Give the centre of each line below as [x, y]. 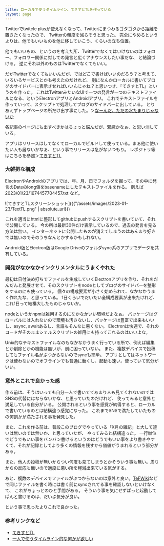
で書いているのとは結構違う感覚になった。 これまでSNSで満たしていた [76, 411]
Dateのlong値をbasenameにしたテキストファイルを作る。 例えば [79, 187]
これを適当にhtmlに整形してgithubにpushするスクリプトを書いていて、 [76, 219]
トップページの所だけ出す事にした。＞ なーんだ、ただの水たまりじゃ [86, 110]
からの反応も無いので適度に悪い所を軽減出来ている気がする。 [67, 468]
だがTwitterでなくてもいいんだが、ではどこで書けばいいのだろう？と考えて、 [82, 74]
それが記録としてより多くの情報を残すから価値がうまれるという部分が [88, 445]
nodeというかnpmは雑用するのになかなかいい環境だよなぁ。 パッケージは [79, 314]
